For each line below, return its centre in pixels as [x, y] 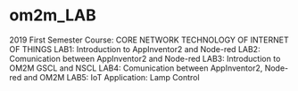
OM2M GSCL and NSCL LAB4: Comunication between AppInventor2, [136, 68]
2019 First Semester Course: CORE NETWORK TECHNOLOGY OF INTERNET [149, 40]
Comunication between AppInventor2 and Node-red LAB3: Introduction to [145, 58]
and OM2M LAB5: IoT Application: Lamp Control [112, 77]
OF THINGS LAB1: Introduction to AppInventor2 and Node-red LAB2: [135, 49]
